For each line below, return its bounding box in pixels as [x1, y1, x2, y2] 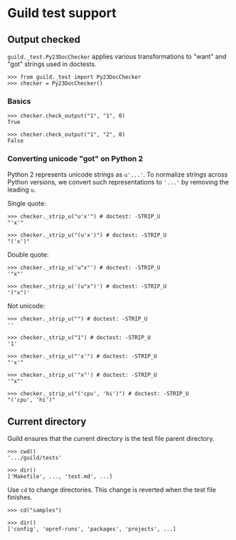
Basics [7, 96, 31, 106]
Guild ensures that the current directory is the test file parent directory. [7, 435, 215, 443]
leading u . [7, 185, 36, 194]
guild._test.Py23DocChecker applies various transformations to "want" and [7, 52, 227, 61]
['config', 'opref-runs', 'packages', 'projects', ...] [7, 526, 176, 533]
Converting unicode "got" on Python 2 [7, 154, 144, 164]
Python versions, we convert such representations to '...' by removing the [7, 177, 230, 186]
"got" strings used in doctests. [7, 60, 97, 68]
